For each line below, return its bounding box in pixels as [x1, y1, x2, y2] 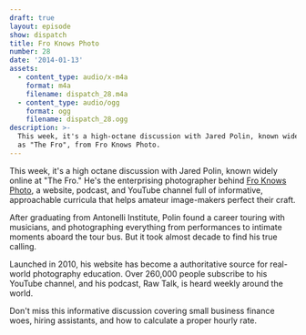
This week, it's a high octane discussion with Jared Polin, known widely [9, 165, 278, 176]
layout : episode [9, 22, 71, 31]
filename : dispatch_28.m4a [25, 89, 128, 98]
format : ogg [25, 107, 71, 116]
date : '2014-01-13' [9, 56, 84, 65]
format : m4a [25, 81, 71, 90]
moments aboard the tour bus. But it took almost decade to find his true [9, 231, 278, 242]
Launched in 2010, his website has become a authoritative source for [9, 259, 269, 269]
